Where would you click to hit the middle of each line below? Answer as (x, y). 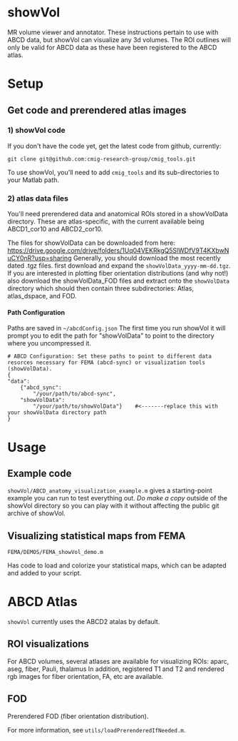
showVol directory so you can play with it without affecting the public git (113, 506)
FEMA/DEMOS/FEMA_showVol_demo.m (55, 553)
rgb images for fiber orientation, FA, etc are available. (86, 676)
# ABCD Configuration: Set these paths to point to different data (110, 357)
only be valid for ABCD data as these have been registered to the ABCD (112, 47)
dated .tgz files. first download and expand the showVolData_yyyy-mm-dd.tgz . (119, 266)
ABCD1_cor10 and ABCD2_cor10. (55, 229)
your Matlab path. (33, 180)
